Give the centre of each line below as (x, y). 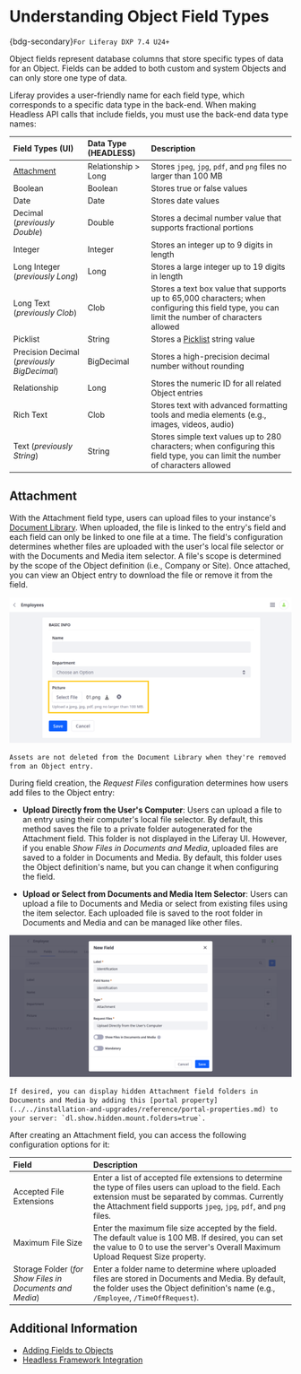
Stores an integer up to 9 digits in (212, 245)
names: (23, 124)
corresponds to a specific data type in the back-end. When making (133, 104)
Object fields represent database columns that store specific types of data (146, 58)
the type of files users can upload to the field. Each (186, 1187)
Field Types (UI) (43, 148)
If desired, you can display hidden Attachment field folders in (133, 1091)
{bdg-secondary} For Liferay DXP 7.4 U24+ (90, 41)
